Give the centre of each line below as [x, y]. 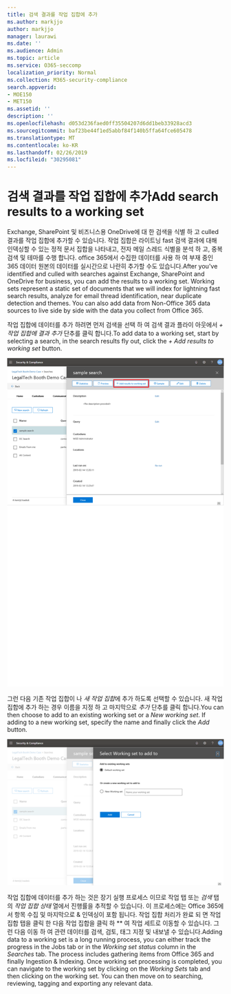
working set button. [35, 348]
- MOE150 [20, 94]
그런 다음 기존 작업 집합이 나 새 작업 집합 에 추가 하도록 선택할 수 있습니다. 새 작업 [115, 698]
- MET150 [20, 102]
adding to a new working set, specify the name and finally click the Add [108, 722]
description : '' [30, 116]
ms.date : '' [24, 44]
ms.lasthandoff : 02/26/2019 [47, 152]
